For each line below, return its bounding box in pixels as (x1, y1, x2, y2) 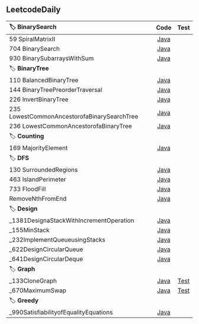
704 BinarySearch (9, 44, 60, 53)
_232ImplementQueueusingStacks (9, 235, 105, 243)
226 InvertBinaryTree (9, 95, 69, 103)
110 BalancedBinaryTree (9, 76, 79, 84)
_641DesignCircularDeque (9, 255, 84, 263)
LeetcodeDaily (6, 5, 61, 15)
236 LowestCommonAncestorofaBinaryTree (9, 121, 132, 130)
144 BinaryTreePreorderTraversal (9, 85, 102, 94)
